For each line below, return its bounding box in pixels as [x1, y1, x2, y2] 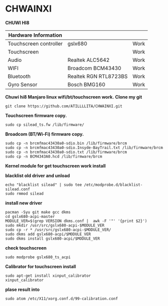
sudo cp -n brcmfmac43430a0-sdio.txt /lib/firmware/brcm [5, 149, 127, 155]
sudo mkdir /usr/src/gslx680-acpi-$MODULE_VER [5, 222, 105, 228]
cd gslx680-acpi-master [5, 214, 55, 219]
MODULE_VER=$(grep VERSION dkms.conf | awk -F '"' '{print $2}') [5, 218, 147, 223]
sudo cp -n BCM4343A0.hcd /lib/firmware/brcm [5, 154, 102, 159]
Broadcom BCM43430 [67, 64, 122, 71]
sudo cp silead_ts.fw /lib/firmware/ [5, 122, 85, 127]
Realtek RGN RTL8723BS [67, 72, 128, 80]
